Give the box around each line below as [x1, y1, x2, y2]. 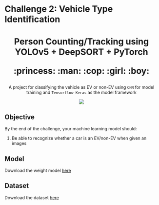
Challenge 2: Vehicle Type [4, 3, 113, 15]
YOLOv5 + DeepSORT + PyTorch [15, 46, 148, 58]
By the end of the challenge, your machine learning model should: [4, 126, 137, 132]
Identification [4, 14, 60, 25]
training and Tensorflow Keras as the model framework [26, 89, 137, 96]
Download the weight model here [4, 167, 71, 173]
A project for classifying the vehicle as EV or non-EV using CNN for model [8, 84, 155, 90]
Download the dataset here [4, 194, 59, 201]
